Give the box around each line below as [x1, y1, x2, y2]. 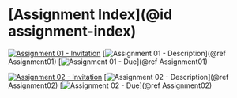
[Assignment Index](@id [8, 6, 172, 24]
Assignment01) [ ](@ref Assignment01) [8, 57, 208, 66]
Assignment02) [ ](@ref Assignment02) [8, 81, 213, 90]
